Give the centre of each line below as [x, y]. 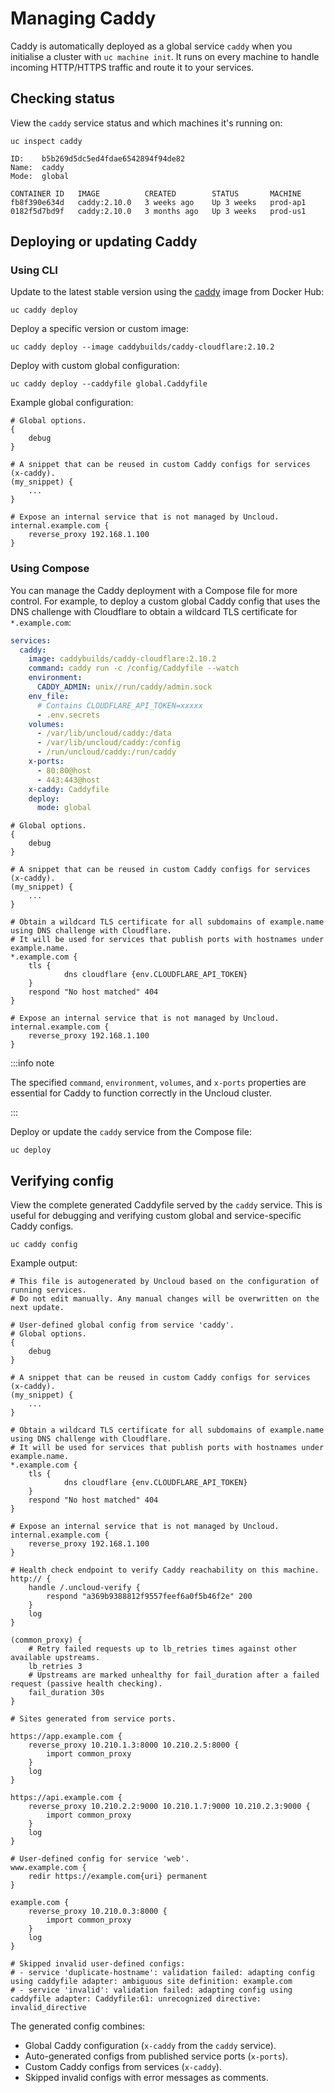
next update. [37, 1308]
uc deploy [31, 1150]
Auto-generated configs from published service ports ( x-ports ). [156, 2056]
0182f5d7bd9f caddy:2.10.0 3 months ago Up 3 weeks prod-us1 [158, 211]
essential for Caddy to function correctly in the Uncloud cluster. [141, 1093]
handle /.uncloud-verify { [84, 1588]
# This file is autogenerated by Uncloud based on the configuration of [165, 1282]
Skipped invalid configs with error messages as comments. [146, 2078]
